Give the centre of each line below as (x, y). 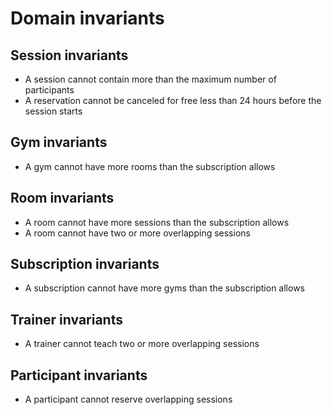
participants (49, 90)
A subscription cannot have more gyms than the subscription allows (164, 288)
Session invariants (69, 55)
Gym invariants (59, 142)
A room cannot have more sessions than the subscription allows (157, 222)
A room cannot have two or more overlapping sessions (137, 233)
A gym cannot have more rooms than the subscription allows (150, 166)
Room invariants (62, 198)
